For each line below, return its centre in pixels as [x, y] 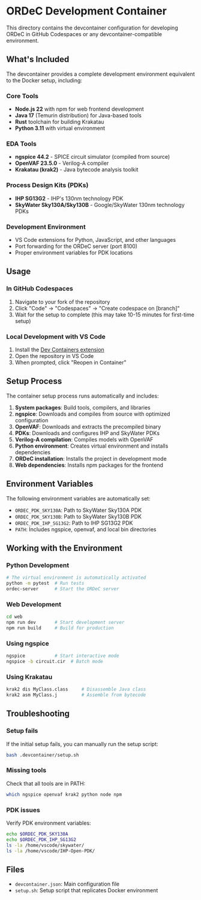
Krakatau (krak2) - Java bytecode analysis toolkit [76, 170]
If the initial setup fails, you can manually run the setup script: [82, 744]
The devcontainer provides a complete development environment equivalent [100, 74]
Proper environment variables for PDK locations [74, 252]
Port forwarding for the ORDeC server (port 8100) [76, 246]
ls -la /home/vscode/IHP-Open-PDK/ [51, 851]
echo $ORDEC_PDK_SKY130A [37, 834]
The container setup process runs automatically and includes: [82, 396]
